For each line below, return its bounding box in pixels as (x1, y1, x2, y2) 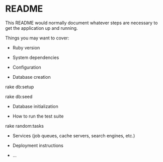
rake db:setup (5, 84, 34, 90)
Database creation (12, 74, 51, 80)
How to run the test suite (12, 113, 64, 119)
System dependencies (12, 54, 59, 61)
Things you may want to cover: (5, 35, 69, 41)
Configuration (12, 64, 41, 70)
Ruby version (12, 44, 40, 50)
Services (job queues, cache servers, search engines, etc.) (12, 132, 135, 139)
